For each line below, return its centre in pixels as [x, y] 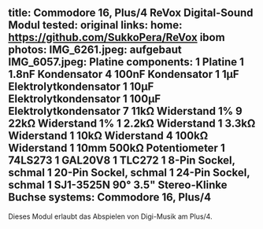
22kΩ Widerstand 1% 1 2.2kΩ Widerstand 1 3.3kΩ [132, 124]
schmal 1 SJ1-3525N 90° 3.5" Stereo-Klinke [118, 185]
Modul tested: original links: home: [95, 26]
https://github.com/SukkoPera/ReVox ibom [117, 37]
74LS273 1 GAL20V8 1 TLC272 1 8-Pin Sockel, [122, 161]
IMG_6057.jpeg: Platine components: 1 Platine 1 [126, 62]
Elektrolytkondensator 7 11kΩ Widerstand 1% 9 [125, 111]
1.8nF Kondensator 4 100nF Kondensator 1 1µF [124, 74]
